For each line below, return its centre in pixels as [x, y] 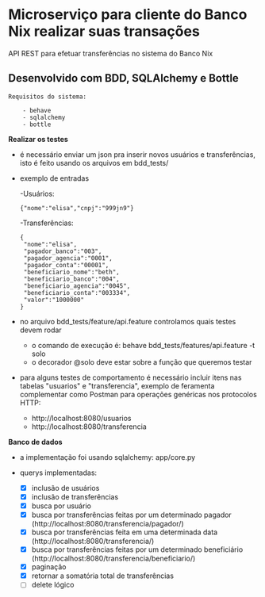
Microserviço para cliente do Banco [128, 15]
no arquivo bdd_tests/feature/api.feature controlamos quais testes [128, 321]
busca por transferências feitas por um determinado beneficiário [137, 549]
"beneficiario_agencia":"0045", [77, 286]
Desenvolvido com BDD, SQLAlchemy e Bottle [124, 78]
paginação [49, 567]
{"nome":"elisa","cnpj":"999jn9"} [77, 208]
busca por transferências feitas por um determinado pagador [131, 515]
